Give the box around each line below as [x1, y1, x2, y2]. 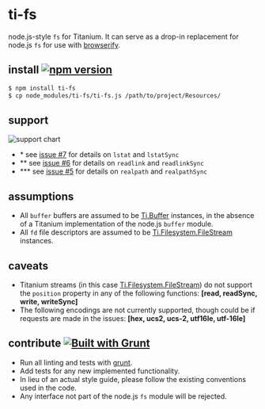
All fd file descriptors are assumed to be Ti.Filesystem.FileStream [19, 227, 233, 237]
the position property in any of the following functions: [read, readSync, [19, 288, 258, 298]
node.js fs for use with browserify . [8, 40, 121, 49]
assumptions [8, 189, 74, 203]
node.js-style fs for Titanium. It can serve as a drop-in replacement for [8, 32, 239, 41]
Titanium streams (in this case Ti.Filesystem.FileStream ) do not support [19, 280, 253, 289]
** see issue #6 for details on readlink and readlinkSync [19, 159, 204, 168]
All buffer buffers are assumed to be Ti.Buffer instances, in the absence [19, 211, 255, 220]
